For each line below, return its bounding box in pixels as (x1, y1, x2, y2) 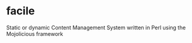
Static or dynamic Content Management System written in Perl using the (6, 24, 186, 31)
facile (6, 4, 35, 18)
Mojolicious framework (6, 30, 63, 37)
